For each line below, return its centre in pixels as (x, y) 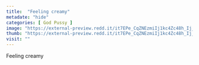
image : (14, 28)
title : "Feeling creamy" (38, 12)
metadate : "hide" (28, 17)
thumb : (14, 34)
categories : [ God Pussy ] (39, 22)
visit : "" (18, 39)
